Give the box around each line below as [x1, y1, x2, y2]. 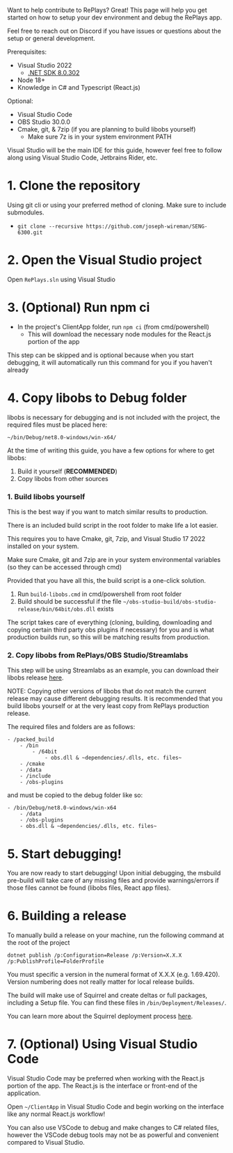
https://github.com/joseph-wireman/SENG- [86, 223, 208, 230]
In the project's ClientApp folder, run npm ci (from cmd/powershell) [17, 322, 210, 331]
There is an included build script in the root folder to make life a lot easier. [7, 521, 218, 530]
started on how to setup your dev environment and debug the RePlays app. [7, 13, 223, 22]
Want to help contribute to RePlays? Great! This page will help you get [7, 6, 207, 14]
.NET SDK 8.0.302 [27, 69, 80, 77]
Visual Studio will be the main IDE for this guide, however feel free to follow [7, 146, 223, 154]
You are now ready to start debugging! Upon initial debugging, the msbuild [7, 869, 221, 877]
